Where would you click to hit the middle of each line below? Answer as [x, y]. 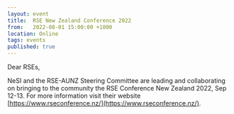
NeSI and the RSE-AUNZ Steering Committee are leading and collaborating [116, 81]
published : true [31, 47]
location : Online [33, 34]
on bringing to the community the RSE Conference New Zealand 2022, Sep [117, 88]
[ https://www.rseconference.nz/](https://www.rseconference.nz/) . [104, 103]
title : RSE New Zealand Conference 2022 [69, 21]
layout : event [28, 14]
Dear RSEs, [24, 67]
